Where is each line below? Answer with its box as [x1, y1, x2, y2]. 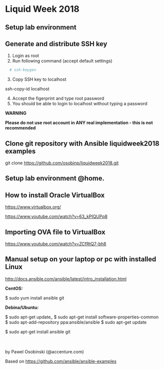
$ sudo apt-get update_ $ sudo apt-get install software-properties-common [5, 314, 159, 320]
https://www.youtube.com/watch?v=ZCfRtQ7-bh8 [5, 241, 107, 247]
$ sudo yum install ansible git [5, 295, 65, 301]
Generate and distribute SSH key [5, 39, 107, 48]
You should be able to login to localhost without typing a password [12, 101, 148, 107]
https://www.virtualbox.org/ [5, 204, 62, 210]
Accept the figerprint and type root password [12, 95, 104, 101]
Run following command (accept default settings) [12, 58, 113, 64]
